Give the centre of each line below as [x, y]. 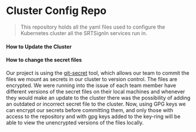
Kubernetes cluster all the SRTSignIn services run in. [84, 33]
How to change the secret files [44, 60]
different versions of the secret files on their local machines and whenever [96, 91]
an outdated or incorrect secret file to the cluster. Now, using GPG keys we [96, 104]
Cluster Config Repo [56, 11]
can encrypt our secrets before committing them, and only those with [90, 110]
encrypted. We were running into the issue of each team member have [91, 85]
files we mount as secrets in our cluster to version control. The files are [92, 79]
